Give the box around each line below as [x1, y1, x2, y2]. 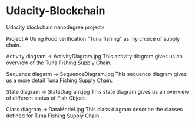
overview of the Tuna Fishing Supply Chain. [6, 59, 112, 66]
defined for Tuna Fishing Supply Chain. [6, 112, 101, 119]
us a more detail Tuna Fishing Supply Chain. [6, 77, 113, 84]
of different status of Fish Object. [6, 94, 87, 101]
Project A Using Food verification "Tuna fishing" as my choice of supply [6, 35, 180, 42]
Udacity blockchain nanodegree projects [6, 24, 105, 31]
